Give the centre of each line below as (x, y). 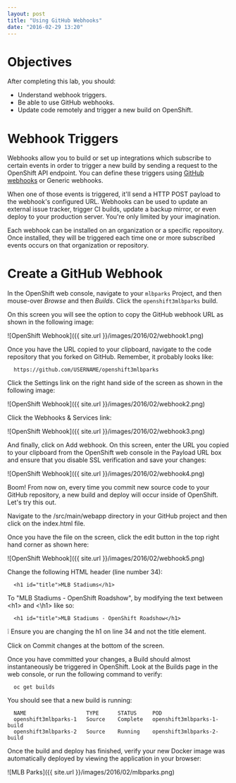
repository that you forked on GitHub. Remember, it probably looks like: (111, 357)
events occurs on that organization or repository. (78, 245)
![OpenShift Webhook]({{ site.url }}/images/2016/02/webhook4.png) (106, 474)
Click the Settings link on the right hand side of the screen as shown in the (115, 383)
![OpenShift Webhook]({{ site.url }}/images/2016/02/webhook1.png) (106, 336)
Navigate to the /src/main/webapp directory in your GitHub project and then (117, 516)
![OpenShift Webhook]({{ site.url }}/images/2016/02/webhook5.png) (106, 559)
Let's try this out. (32, 502)
